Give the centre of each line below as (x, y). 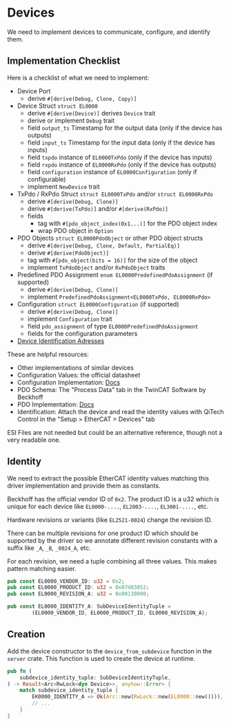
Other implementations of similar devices (76, 367)
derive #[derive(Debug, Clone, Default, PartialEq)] (104, 245)
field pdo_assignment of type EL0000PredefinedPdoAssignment (113, 326)
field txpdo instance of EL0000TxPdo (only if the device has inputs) (120, 157)
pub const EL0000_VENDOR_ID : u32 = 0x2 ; (66, 581)
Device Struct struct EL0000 (57, 106)
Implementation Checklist (64, 61)
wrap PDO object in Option (76, 230)
